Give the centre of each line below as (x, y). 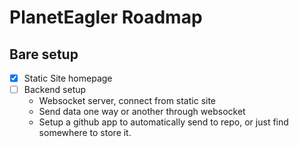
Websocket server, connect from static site (127, 101)
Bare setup (44, 54)
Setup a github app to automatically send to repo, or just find (163, 122)
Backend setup (55, 90)
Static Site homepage (68, 78)
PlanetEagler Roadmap (106, 17)
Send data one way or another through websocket (142, 112)
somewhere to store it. (85, 133)
